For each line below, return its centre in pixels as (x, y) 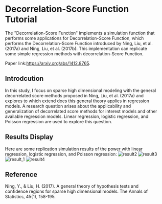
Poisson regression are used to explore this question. (59, 121)
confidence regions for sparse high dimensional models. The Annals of (77, 191)
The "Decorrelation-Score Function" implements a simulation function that (80, 33)
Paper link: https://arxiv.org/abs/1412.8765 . (48, 63)
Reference (21, 174)
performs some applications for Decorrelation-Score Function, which (75, 38)
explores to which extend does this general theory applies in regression (77, 101)
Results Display (29, 137)
